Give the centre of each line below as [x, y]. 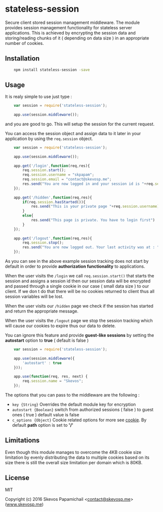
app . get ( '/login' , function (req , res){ [52, 166]
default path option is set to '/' [43, 425]
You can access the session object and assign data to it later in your [73, 134]
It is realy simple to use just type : [39, 97]
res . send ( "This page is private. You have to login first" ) [93, 220]
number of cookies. [24, 43]
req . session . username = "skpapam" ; [58, 175]
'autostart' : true [42, 363]
